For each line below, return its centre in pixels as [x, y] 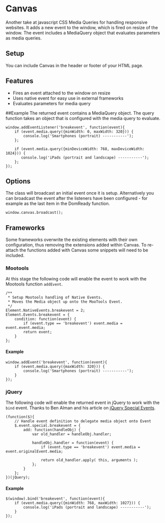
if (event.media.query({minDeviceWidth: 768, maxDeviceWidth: [80, 149]
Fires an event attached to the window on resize [61, 93]
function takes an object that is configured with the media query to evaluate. [83, 118]
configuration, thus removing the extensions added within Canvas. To [76, 245]
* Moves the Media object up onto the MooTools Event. [65, 302]
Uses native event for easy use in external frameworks [68, 98]
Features [19, 81]
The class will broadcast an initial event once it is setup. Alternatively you [80, 193]
